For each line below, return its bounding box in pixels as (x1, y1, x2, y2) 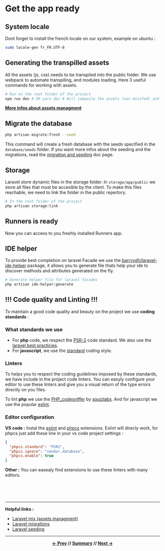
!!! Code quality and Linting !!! (5, 295, 98, 304)
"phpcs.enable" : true (9, 453, 54, 459)
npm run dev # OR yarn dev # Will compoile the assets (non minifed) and (5, 96, 160, 101)
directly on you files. (5, 387, 47, 393)
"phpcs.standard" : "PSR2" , (9, 444, 65, 449)
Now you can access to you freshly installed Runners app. (5, 230, 123, 236)
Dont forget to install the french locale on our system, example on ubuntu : (5, 35, 156, 41)
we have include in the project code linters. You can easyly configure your (5, 377, 155, 382)
